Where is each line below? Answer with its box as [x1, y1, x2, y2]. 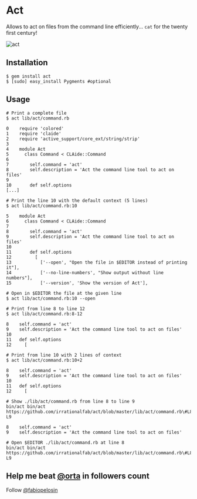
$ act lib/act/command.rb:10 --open [6, 295, 96, 301]
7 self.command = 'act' [6, 161, 83, 168]
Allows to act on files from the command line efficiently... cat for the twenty [6, 23, 188, 30]
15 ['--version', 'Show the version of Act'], [6, 280, 148, 286]
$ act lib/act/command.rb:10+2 [6, 357, 83, 363]
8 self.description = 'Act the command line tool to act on [6, 167, 175, 172]
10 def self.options [6, 182, 72, 188]
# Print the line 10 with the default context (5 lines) [6, 198, 148, 204]
